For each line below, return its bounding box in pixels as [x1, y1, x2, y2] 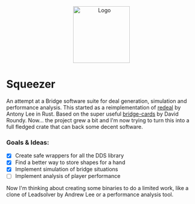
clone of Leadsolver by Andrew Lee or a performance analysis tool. [6, 191, 174, 199]
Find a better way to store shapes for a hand [14, 159, 126, 166]
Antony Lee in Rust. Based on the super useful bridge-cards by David [6, 110, 179, 117]
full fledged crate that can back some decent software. [6, 123, 143, 130]
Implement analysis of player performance [14, 173, 121, 180]
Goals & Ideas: [6, 138, 50, 146]
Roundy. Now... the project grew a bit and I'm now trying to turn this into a [6, 116, 190, 123]
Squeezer [6, 77, 56, 91]
